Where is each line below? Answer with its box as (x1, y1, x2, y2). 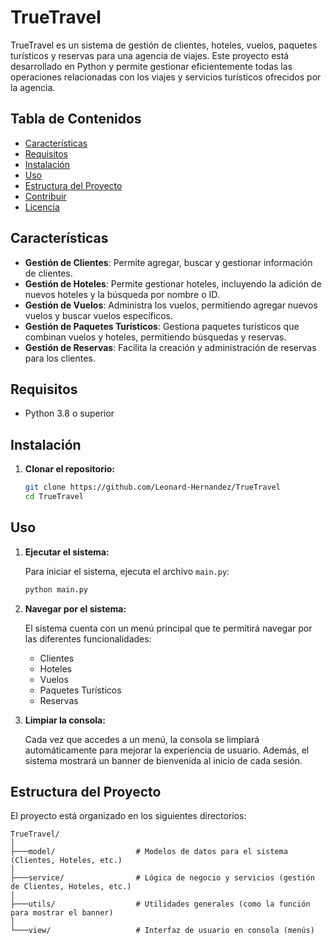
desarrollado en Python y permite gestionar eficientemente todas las (10, 60, 293, 72)
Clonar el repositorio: (24, 463, 115, 475)
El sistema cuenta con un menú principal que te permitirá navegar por (24, 622, 313, 634)
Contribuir (24, 190, 67, 202)
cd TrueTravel (24, 492, 84, 502)
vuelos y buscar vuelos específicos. (24, 309, 173, 321)
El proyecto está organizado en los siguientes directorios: (10, 810, 247, 822)
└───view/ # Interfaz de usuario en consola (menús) (10, 926, 315, 936)
